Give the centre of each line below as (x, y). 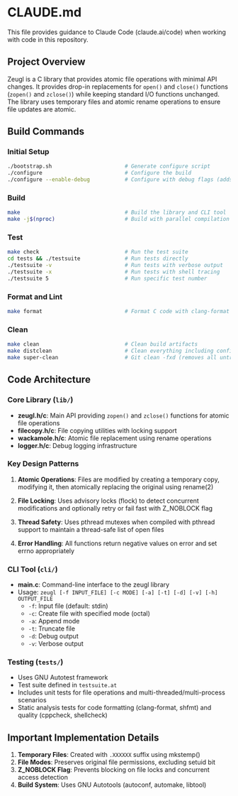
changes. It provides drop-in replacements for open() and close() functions (118, 87)
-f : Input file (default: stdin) (68, 606)
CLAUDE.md (45, 12)
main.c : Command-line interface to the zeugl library (93, 585)
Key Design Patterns (43, 464)
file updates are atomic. (42, 109)
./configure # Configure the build (100, 173)
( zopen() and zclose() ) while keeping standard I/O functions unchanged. (113, 94)
